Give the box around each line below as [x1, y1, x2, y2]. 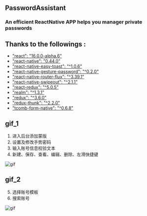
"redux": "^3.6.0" [12, 95, 47, 101]
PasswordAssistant [5, 4, 66, 12]
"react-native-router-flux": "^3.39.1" [12, 74, 85, 80]
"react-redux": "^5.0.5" [12, 84, 59, 90]
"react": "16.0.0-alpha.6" [12, 53, 62, 59]
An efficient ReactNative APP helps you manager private [5, 19, 143, 26]
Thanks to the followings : [5, 40, 86, 48]
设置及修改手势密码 [12, 139, 51, 145]
